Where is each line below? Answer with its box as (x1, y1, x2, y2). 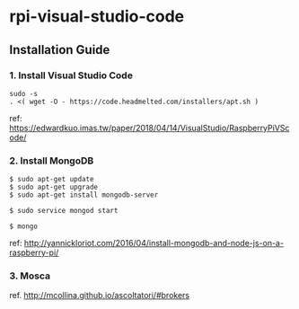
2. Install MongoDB (9, 154, 94, 167)
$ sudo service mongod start (9, 207, 119, 216)
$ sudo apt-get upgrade (9, 182, 99, 192)
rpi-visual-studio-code (9, 6, 185, 27)
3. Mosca (9, 269, 51, 282)
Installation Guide (9, 42, 110, 57)
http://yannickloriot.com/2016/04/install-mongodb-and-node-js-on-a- (23, 238, 285, 249)
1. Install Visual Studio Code (9, 69, 133, 82)
